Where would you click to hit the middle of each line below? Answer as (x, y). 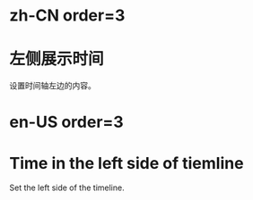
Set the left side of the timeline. (67, 187)
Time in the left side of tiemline (126, 163)
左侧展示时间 (57, 59)
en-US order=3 (66, 122)
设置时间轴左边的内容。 (52, 86)
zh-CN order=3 (67, 16)
